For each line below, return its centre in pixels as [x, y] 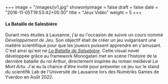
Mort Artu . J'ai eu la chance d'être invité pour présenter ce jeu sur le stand [82, 67]
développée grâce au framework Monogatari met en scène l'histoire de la [81, 56]
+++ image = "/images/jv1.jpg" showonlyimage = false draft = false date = [82, 7]
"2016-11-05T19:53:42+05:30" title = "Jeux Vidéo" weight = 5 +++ [73, 12]
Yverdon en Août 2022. [29, 77]
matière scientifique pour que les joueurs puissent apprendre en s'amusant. [83, 45]
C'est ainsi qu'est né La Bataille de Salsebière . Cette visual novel [72, 51]
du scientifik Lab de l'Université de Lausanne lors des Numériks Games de [82, 72]
